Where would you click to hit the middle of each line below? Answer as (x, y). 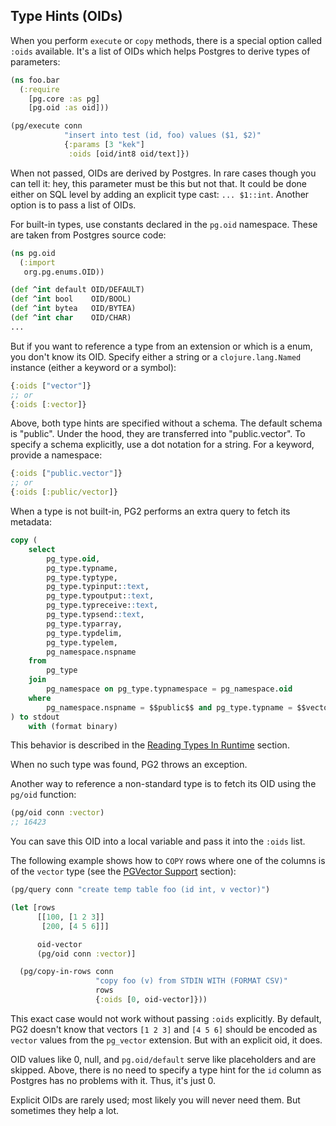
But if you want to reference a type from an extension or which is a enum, (161, 346)
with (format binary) (73, 726)
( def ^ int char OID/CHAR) (71, 318)
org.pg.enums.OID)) (64, 272)
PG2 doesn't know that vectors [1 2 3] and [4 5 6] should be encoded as (164, 1029)
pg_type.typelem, (82, 642)
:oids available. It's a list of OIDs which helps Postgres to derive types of (160, 51)
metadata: (31, 522)
